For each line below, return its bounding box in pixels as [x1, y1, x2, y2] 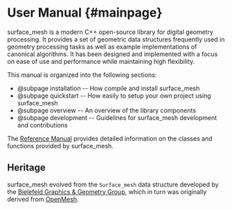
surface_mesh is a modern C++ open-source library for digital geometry [7, 28, 213, 36]
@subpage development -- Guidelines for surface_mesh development [17, 113, 217, 122]
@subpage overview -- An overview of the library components [17, 106, 196, 114]
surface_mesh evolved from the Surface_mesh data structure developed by [7, 180, 220, 189]
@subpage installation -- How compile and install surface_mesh [17, 84, 200, 92]
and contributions [17, 121, 68, 129]
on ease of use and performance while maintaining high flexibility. [7, 57, 195, 65]
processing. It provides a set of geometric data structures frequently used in [7, 35, 225, 43]
